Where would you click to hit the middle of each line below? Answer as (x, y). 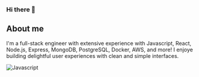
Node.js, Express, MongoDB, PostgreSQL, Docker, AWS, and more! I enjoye (99, 50)
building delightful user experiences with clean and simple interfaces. (93, 56)
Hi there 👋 (21, 10)
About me (25, 29)
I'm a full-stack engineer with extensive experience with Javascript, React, (99, 43)
